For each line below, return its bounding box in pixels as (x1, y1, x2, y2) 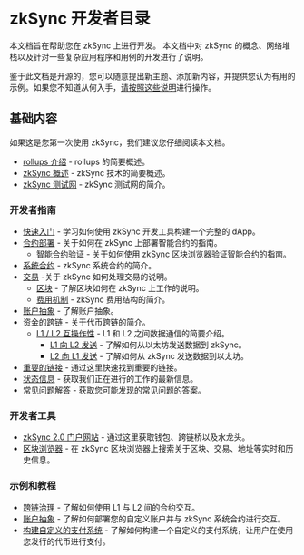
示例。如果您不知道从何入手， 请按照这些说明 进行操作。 (9, 82, 216, 92)
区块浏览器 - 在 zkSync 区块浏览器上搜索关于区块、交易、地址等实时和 (22, 443, 286, 454)
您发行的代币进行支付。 (22, 536, 111, 547)
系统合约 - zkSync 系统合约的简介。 (22, 260, 157, 271)
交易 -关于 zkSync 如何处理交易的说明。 (22, 271, 172, 282)
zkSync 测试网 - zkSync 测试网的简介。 (22, 179, 171, 190)
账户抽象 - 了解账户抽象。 (22, 306, 120, 316)
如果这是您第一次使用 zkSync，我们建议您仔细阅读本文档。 (9, 137, 230, 148)
